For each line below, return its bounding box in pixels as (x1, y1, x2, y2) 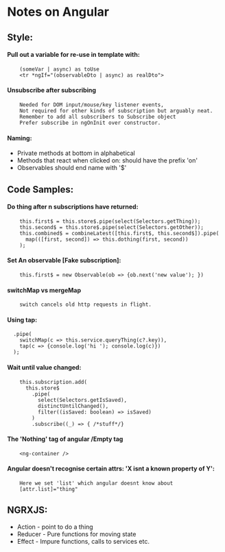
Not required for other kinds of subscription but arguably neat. (19, 107, 213, 114)
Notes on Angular (7, 4, 110, 20)
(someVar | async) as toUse (19, 66, 99, 73)
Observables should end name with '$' (16, 164, 127, 172)
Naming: (7, 134, 32, 142)
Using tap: (7, 315, 38, 324)
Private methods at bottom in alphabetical (16, 149, 135, 158)
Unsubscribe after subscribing (7, 86, 97, 95)
